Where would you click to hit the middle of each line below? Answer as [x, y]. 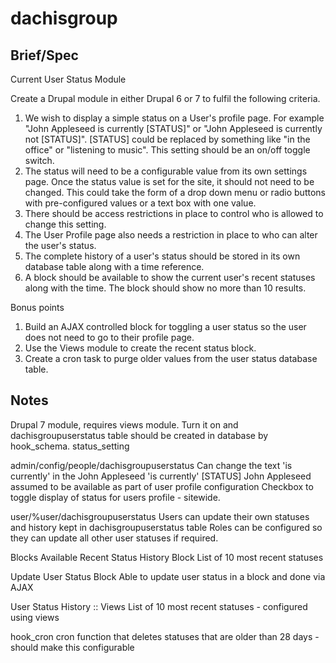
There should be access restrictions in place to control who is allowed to [174, 213]
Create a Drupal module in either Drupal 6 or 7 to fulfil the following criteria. [165, 98]
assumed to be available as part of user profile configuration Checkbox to [162, 486]
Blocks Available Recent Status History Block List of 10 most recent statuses [167, 557]
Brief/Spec [44, 55]
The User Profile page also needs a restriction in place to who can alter [171, 235]
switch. [39, 160]
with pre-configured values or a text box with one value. [140, 203]
